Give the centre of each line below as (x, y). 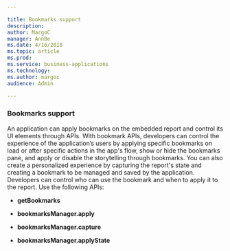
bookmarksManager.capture (59, 227)
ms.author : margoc (33, 77)
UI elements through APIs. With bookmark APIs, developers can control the (113, 135)
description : (26, 26)
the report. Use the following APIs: (56, 187)
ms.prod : (20, 58)
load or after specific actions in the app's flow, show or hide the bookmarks (114, 150)
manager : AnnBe (29, 39)
